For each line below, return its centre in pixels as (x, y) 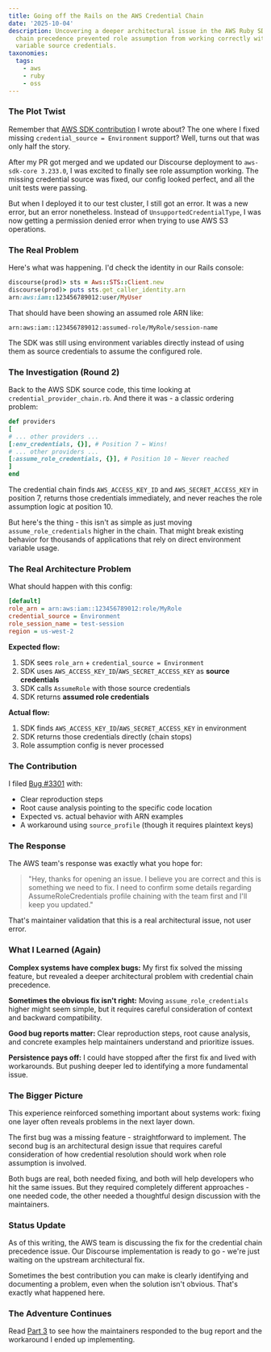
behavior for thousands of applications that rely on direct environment (125, 540)
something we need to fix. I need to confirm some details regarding (140, 888)
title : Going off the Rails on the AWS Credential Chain (106, 16)
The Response (37, 846)
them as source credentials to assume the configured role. (106, 351)
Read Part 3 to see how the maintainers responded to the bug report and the (135, 1331)
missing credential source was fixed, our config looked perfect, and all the (132, 179)
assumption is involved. (48, 1162)
